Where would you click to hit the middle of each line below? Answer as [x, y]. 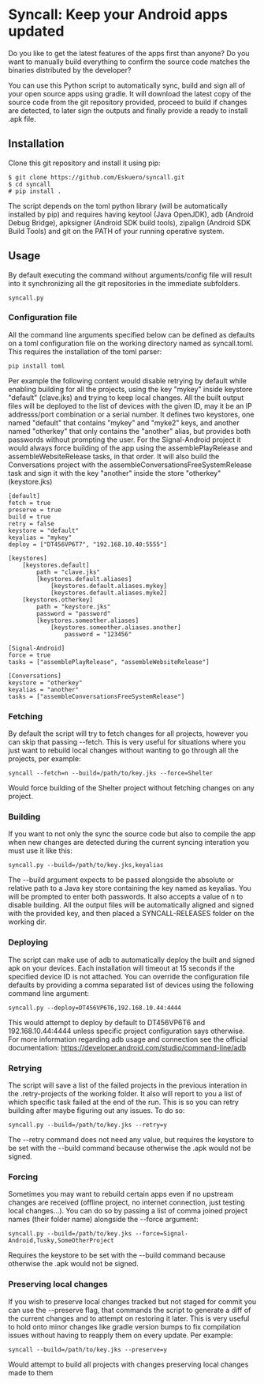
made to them [31, 1372]
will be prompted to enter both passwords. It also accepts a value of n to [126, 897]
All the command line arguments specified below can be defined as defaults [132, 334]
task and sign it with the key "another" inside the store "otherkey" [115, 473]
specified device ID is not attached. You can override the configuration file [129, 976]
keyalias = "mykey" [40, 537]
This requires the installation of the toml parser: [85, 351]
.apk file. [22, 119]
